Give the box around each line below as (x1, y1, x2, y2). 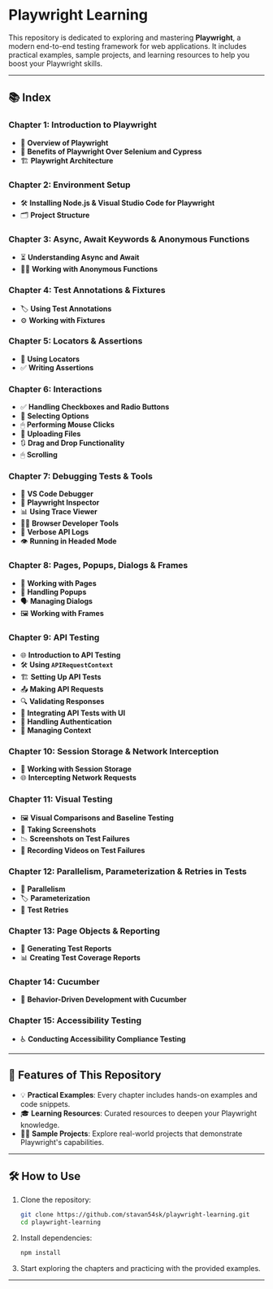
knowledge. (19, 1120, 60, 1130)
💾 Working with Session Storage (19, 764, 132, 774)
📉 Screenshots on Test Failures (19, 833, 130, 843)
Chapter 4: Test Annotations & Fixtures (8, 285, 166, 296)
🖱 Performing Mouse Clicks (19, 420, 115, 430)
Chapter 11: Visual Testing (8, 793, 113, 805)
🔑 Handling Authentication (19, 717, 112, 726)
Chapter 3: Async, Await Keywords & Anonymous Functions (8, 234, 250, 245)
